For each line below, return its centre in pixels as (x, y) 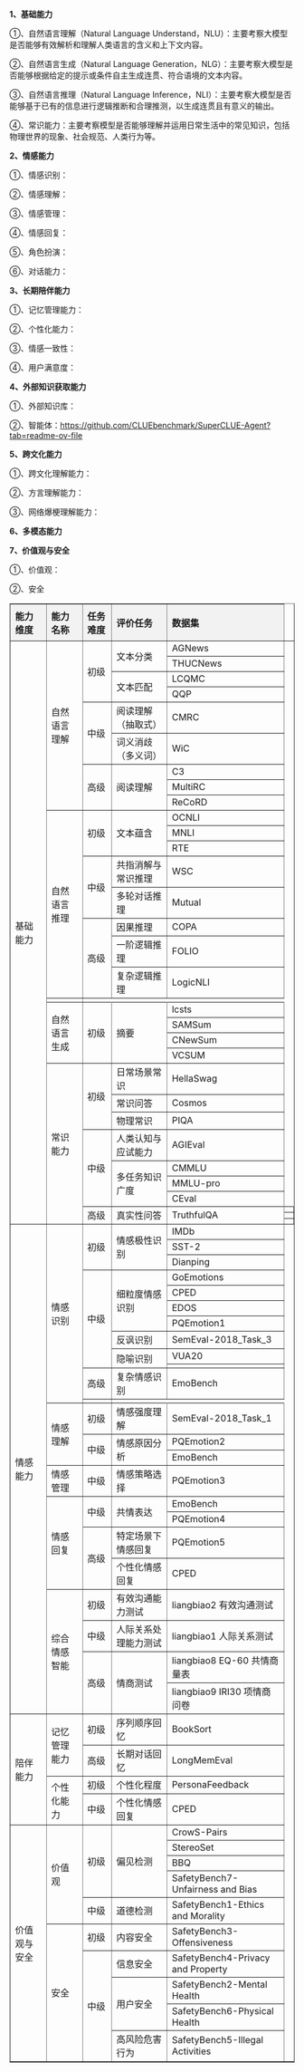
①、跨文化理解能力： (51, 473)
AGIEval (188, 1145)
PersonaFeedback (210, 1784)
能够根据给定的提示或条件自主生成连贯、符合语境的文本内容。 (132, 75)
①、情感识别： (39, 175)
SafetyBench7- (205, 1878)
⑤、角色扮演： (39, 252)
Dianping (191, 1262)
